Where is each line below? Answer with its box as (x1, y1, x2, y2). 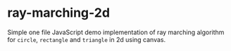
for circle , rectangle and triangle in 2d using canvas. (7, 35, 166, 43)
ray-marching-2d (7, 5, 111, 21)
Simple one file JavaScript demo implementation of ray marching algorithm (7, 28, 225, 36)
